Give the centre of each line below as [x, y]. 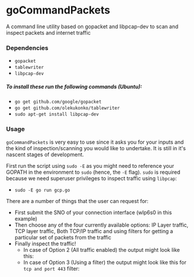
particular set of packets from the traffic [63, 237]
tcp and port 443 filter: [52, 268]
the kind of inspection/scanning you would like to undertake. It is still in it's [96, 148]
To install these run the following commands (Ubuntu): [74, 86]
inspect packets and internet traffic [48, 32]
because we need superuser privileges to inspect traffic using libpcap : [91, 178]
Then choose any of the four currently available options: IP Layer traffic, [101, 225]
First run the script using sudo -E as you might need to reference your [90, 165]
